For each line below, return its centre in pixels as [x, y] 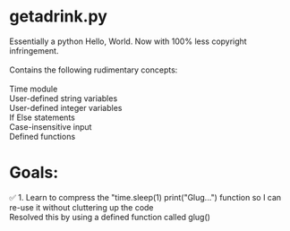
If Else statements [43, 117]
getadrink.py [58, 17]
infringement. [34, 50]
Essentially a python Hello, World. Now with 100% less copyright [128, 41]
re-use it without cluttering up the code [81, 207]
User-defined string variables [64, 98]
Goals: [34, 173]
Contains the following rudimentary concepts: [94, 70]
